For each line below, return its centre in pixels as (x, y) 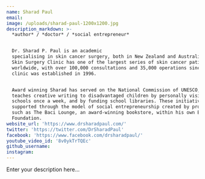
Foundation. (27, 118)
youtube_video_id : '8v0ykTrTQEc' (49, 141)
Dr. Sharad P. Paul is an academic (57, 51)
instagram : (20, 152)
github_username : (28, 147)
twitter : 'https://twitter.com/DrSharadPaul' (65, 129)
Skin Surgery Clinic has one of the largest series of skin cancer (99, 62)
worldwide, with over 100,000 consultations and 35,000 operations (99, 68)
